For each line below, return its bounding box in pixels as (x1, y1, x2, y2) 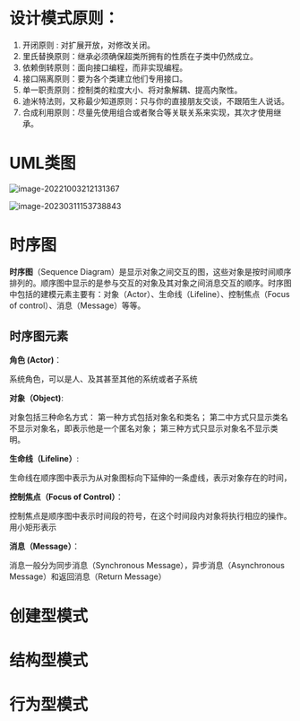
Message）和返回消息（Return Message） (9, 571, 167, 582)
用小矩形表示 (9, 522, 56, 532)
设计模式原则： (9, 8, 120, 29)
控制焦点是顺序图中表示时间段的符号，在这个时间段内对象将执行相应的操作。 (9, 510, 292, 521)
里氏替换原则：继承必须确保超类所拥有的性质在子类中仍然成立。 (21, 50, 258, 61)
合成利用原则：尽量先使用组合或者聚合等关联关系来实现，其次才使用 (21, 107, 274, 118)
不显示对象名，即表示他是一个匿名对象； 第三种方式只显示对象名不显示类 (9, 423, 279, 434)
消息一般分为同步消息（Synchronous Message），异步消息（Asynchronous (9, 559, 285, 570)
